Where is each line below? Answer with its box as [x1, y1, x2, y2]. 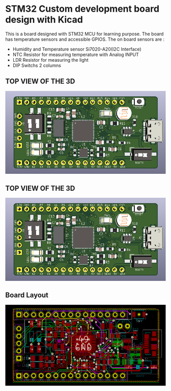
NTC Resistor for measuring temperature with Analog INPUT [12, 51, 139, 58]
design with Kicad [5, 14, 83, 25]
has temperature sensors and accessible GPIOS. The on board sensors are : [5, 36, 164, 42]
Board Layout [5, 291, 49, 300]
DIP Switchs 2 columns [12, 62, 61, 68]
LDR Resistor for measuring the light [12, 57, 89, 63]
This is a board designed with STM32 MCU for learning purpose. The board [5, 31, 164, 37]
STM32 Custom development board [5, 3, 159, 15]
